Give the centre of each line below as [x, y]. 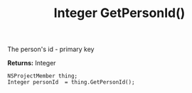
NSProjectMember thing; [43, 76]
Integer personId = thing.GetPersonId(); [71, 82]
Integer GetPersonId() [119, 13]
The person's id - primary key [51, 49]
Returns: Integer [32, 63]
